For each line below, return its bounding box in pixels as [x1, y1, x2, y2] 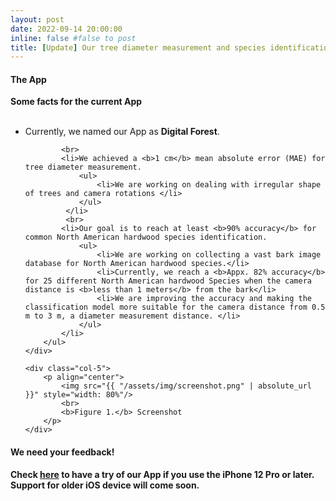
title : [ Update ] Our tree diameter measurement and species [10, 42, 267, 53]
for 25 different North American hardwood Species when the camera [24, 276, 312, 286]
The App [10, 73, 47, 85]
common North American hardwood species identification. [24, 232, 268, 243]
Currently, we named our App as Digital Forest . [24, 126, 220, 138]
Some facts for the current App [10, 96, 143, 108]
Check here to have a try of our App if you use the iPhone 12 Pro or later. [10, 468, 315, 480]
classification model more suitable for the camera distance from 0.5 [24, 302, 326, 313]
